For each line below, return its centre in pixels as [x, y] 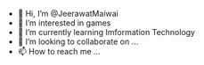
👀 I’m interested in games [64, 23]
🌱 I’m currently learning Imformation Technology [106, 32]
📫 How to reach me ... [59, 51]
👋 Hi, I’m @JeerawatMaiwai [68, 14]
